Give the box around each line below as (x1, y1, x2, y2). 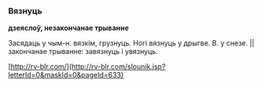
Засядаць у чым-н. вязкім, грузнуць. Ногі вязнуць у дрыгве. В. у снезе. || (8, 38, 255, 48)
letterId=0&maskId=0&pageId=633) (8, 71, 124, 80)
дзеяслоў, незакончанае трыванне (8, 24, 130, 33)
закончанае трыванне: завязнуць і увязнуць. (8, 47, 159, 56)
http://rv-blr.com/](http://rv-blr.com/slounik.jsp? (10, 62, 166, 71)
